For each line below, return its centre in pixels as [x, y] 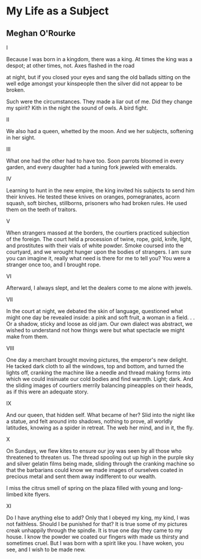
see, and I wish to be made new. [46, 549]
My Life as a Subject [58, 11]
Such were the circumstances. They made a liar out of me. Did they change [99, 101]
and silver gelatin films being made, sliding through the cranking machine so [100, 464]
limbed [15, 494]
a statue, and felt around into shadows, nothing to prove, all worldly [89, 421]
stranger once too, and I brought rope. [53, 265]
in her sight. [21, 137]
